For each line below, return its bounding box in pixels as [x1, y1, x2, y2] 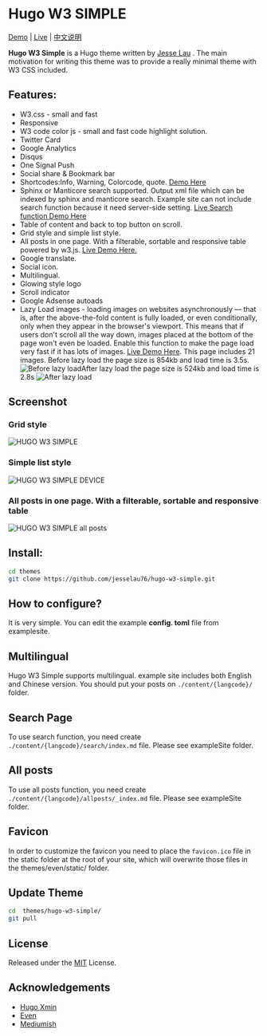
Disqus [19, 152, 43, 161]
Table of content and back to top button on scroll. [19, 219, 183, 229]
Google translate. [19, 253, 77, 263]
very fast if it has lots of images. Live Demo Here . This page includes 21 [19, 346, 255, 356]
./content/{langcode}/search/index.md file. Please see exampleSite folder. [8, 741, 253, 750]
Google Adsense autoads [19, 296, 104, 305]
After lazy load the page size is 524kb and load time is [80, 364, 260, 373]
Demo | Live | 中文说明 [8, 32, 82, 41]
